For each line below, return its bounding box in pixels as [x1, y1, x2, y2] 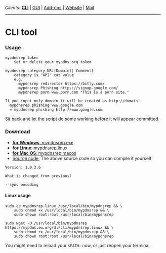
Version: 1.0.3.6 [5, 165, 41, 170]
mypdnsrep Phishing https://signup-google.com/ [18, 85, 119, 91]
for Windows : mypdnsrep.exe [12, 139, 74, 145]
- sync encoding [5, 182, 39, 187]
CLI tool [5, 27, 37, 38]
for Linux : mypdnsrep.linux [12, 145, 68, 151]
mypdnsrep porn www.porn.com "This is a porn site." [18, 90, 129, 95]
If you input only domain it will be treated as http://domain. [5, 99, 140, 104]
